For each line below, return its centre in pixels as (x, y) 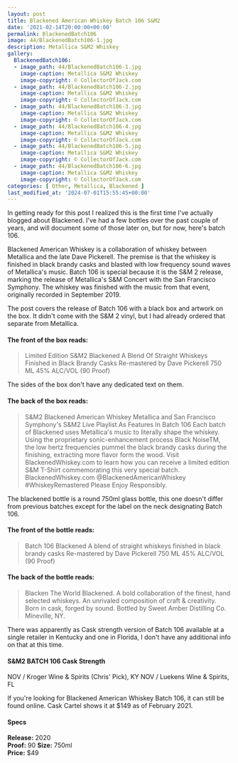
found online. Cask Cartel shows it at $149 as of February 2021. (100, 706)
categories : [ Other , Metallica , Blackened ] (76, 186)
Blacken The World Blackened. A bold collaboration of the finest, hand (128, 593)
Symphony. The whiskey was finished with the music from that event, (109, 287)
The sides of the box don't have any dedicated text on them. (96, 384)
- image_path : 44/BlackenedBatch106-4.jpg (77, 126)
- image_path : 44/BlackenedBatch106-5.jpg (77, 147)
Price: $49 (23, 753)
